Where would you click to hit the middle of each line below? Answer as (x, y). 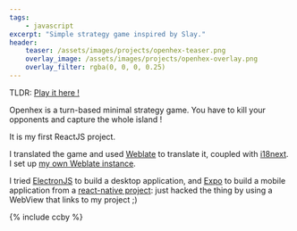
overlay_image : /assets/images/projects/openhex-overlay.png (141, 59)
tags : (19, 17)
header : (24, 42)
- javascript (50, 26)
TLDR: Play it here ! (45, 92)
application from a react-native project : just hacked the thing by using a (141, 190)
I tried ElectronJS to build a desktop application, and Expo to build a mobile (148, 180)
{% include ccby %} (46, 217)
